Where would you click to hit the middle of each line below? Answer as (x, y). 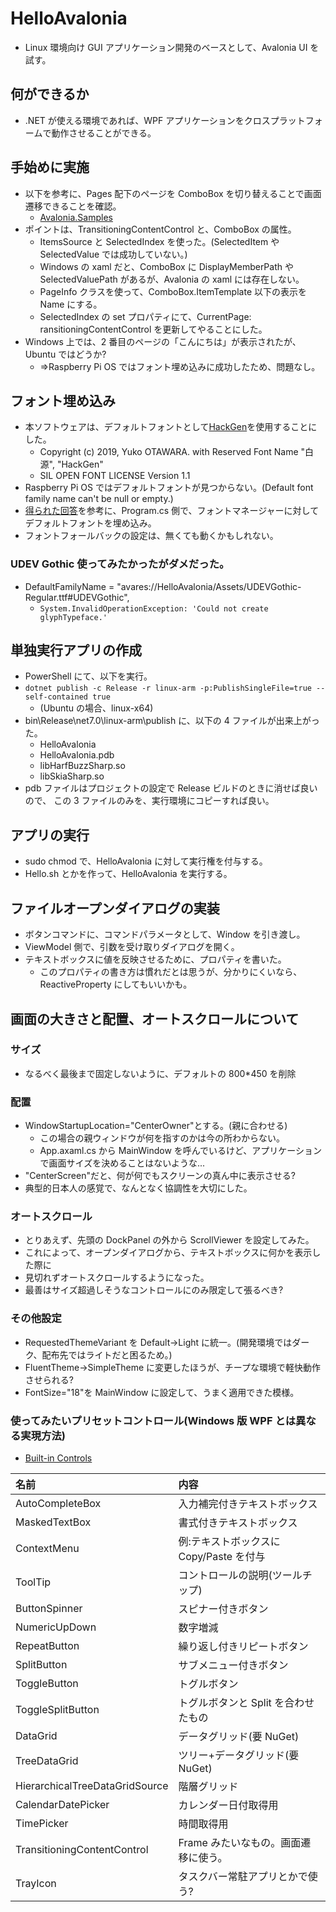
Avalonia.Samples (76, 217)
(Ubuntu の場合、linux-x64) (96, 708)
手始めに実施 (50, 167)
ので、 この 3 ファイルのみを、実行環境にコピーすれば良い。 (149, 801)
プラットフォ (296, 120)
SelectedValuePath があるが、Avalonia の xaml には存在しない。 (172, 279)
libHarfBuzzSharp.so (82, 766)
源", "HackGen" (71, 464)
